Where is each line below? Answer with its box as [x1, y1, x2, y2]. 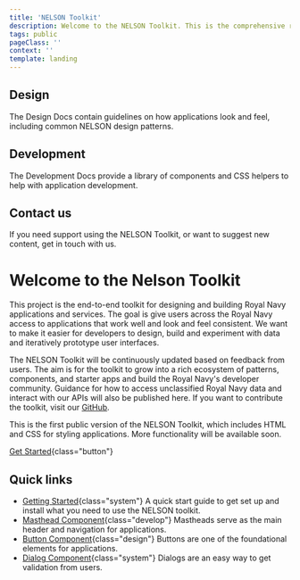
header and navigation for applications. [21, 524, 167, 535]
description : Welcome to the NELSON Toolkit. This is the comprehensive [9, 21, 286, 30]
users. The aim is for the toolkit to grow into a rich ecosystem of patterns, [9, 364, 279, 375]
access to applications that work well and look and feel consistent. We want [9, 319, 288, 329]
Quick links [9, 472, 73, 487]
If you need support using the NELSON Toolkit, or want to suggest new [9, 229, 271, 240]
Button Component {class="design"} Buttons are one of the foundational [21, 534, 287, 544]
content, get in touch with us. [9, 238, 117, 250]
